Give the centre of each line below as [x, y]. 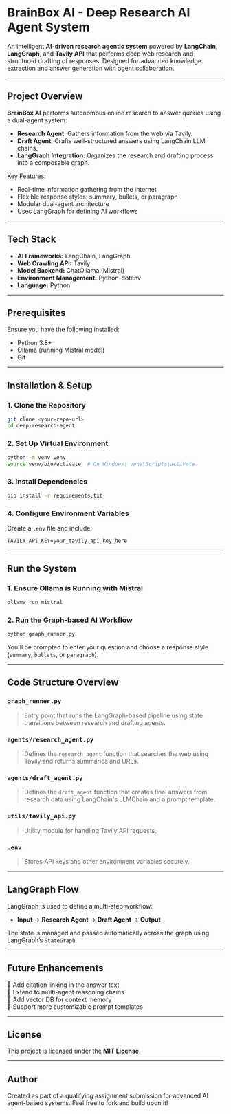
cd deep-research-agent [41, 425]
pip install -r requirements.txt [55, 496]
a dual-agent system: [37, 120]
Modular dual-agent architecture [63, 203]
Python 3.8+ [35, 343]
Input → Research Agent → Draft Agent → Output [89, 920]
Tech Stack [32, 239]
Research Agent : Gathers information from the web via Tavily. [105, 133]
